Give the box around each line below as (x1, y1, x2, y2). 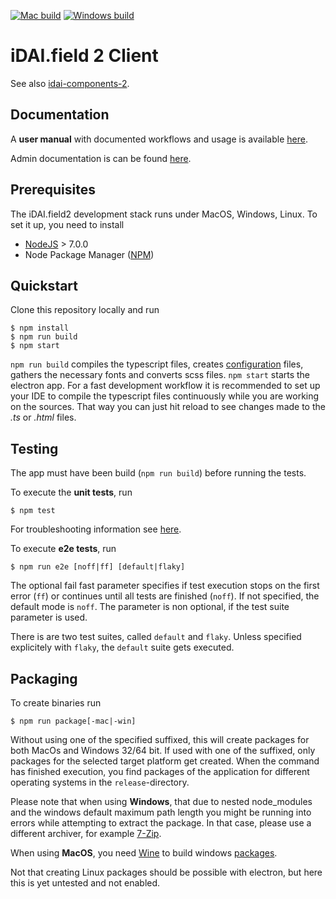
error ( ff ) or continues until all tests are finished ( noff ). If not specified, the (10, 590, 320, 602)
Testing (10, 440, 59, 457)
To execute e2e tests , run (10, 543, 117, 555)
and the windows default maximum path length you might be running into (10, 806, 312, 818)
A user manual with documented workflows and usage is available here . (10, 133, 308, 145)
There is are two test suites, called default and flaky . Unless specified (10, 631, 302, 643)
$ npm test (10, 506, 56, 516)
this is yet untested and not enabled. (10, 877, 161, 889)
